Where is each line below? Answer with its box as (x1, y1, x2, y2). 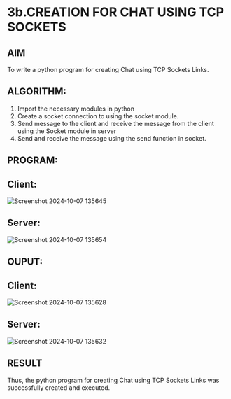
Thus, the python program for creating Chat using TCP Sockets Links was (7, 376, 220, 384)
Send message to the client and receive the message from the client (17, 119, 215, 127)
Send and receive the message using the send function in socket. (17, 134, 206, 142)
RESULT (7, 358, 43, 370)
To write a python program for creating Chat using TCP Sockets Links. (7, 66, 209, 73)
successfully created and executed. (7, 383, 111, 392)
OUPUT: (7, 256, 43, 268)
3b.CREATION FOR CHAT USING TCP (7, 4, 225, 20)
